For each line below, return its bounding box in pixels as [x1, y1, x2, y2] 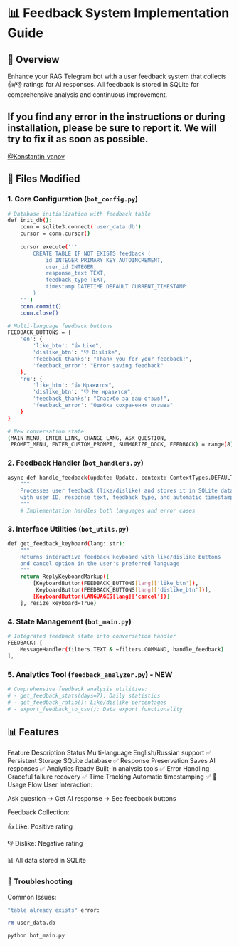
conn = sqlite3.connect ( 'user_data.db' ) [20, 224, 142, 231]
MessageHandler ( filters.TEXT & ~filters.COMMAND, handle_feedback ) [20, 646, 224, 653]
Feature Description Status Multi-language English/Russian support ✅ [7, 748, 212, 757]
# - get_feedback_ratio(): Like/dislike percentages [7, 698, 167, 706]
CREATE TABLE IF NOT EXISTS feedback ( [33, 250, 152, 257]
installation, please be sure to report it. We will [7, 122, 217, 135]
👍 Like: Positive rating [7, 822, 73, 831]
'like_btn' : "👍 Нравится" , [33, 382, 115, 389]
